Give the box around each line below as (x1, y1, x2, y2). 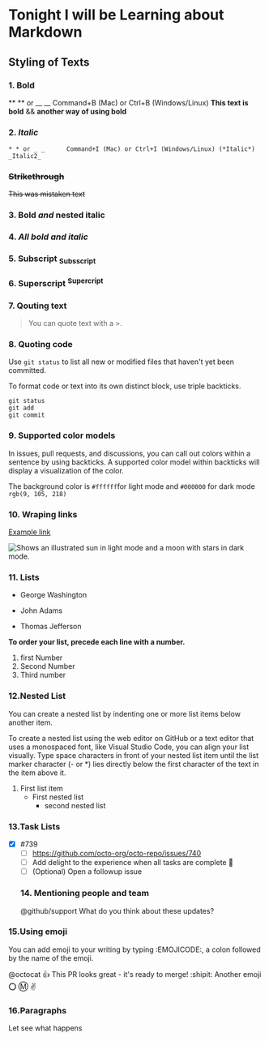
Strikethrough (8, 171, 65, 182)
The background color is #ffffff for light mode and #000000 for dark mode (8, 481, 255, 491)
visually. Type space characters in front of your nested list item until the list (8, 750, 259, 760)
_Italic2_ (8, 152, 42, 161)
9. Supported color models (8, 430, 116, 441)
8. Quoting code (8, 339, 73, 350)
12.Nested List (8, 691, 66, 702)
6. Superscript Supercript (8, 276, 104, 289)
